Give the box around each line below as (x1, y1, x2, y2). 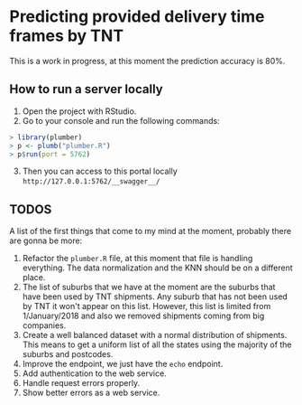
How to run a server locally (9, 81, 164, 97)
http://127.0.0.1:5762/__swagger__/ (22, 177, 160, 186)
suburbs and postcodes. (22, 349, 114, 360)
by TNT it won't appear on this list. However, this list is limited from (22, 301, 271, 312)
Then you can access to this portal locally (22, 165, 178, 177)
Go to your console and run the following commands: (22, 115, 220, 126)
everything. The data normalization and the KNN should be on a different (22, 262, 293, 273)
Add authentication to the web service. (22, 368, 167, 379)
